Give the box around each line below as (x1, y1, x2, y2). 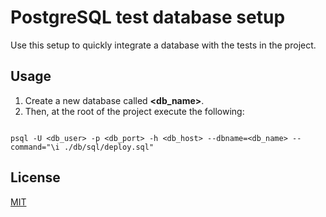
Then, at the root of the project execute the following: (24, 105, 245, 117)
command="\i (10, 142, 60, 152)
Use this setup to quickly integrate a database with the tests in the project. (10, 39, 317, 51)
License (10, 169, 61, 186)
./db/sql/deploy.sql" (63, 142, 155, 152)
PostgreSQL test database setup (10, 6, 286, 29)
